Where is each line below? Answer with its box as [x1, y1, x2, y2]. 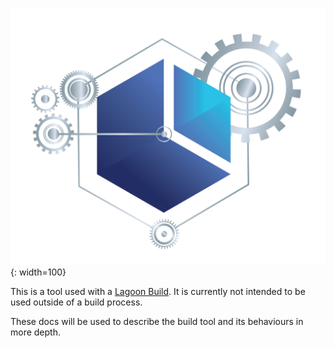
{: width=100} [10, 266, 67, 278]
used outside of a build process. [10, 296, 143, 308]
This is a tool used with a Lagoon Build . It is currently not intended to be [10, 286, 306, 298]
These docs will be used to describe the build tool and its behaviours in [10, 316, 304, 328]
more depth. [10, 326, 61, 338]
